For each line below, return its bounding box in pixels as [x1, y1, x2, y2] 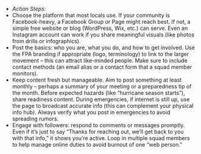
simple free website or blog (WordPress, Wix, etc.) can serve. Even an [12, 24, 188, 32]
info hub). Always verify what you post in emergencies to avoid [12, 109, 171, 116]
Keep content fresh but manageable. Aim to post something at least [12, 76, 182, 83]
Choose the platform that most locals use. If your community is [12, 12, 171, 19]
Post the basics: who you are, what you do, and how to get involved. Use [12, 44, 195, 51]
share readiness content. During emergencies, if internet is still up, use [12, 96, 190, 103]
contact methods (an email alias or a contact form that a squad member [12, 63, 192, 71]
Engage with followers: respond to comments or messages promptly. [12, 122, 185, 128]
